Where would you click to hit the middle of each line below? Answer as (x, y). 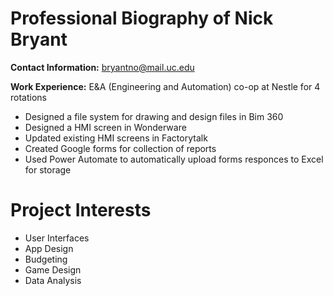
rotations (28, 97)
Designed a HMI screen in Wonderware (105, 127)
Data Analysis (53, 280)
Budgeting (46, 259)
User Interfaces (57, 238)
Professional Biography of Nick (142, 18)
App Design (49, 248)
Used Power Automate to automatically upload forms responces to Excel (174, 159)
